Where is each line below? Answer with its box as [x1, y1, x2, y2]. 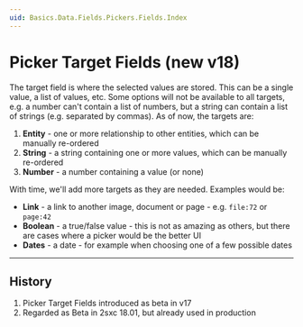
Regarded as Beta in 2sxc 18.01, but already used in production [22, 307, 257, 318]
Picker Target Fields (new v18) [9, 51, 241, 72]
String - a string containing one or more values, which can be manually [22, 147, 288, 158]
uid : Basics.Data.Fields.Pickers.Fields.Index [9, 13, 188, 23]
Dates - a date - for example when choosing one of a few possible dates [22, 240, 293, 250]
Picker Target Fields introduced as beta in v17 [22, 298, 192, 309]
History [9, 274, 52, 289]
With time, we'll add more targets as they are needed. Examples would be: [9, 184, 286, 195]
